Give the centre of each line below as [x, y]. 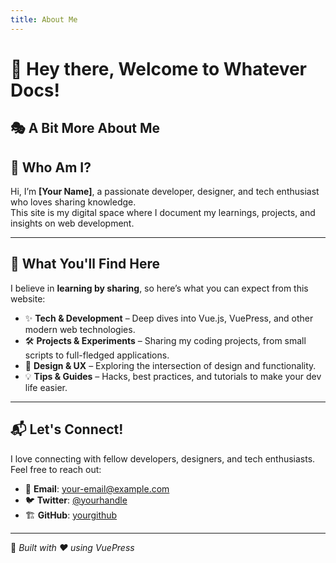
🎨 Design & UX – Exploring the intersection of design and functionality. [170, 365]
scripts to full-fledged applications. [97, 355]
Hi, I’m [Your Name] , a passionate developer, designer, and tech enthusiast [165, 192]
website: [28, 298]
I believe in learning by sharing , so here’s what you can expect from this [159, 288]
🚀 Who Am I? [51, 167]
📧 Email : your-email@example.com [97, 488]
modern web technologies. [80, 329]
